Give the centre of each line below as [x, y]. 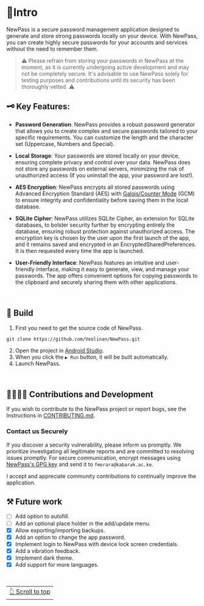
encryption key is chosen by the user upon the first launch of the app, [103, 238]
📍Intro [22, 13]
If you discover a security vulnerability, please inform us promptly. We [94, 445]
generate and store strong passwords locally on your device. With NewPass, [102, 35]
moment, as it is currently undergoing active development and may [105, 67]
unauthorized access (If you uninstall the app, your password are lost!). [104, 175]
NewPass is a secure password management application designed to [93, 29]
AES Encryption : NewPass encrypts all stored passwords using [95, 187]
